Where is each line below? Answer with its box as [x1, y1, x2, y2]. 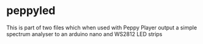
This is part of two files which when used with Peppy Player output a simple [6, 24, 197, 31]
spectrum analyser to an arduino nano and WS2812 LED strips [6, 30, 163, 37]
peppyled [6, 4, 56, 18]
